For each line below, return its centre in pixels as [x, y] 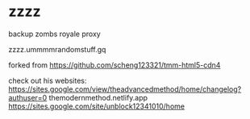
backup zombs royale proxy [54, 34]
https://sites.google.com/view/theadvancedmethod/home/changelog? [125, 89]
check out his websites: [48, 80]
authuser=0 [28, 97]
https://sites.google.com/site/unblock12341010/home [97, 106]
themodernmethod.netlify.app [98, 97]
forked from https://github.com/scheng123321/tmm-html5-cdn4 [115, 65]
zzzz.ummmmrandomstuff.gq [57, 49]
